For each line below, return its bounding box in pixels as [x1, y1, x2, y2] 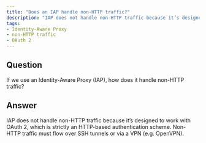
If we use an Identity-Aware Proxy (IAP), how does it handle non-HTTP [6, 76, 185, 83]
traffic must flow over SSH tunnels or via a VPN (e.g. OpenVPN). [22, 130, 184, 137]
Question [6, 60, 42, 70]
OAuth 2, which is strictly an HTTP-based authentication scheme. [6, 123, 172, 130]
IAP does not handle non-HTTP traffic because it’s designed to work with [6, 117, 191, 124]
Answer [6, 100, 37, 111]
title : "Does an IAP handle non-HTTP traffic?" [6, 9, 131, 15]
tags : [6, 20, 20, 26]
